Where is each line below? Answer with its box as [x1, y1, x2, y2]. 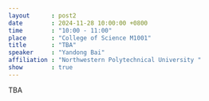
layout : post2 [8, 11, 77, 20]
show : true [8, 64, 73, 72]
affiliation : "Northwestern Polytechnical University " [8, 56, 202, 64]
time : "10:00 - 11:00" [8, 26, 112, 34]
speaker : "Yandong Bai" [8, 49, 105, 56]
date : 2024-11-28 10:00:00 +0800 [8, 19, 148, 27]
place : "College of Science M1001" [8, 33, 152, 42]
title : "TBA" [8, 41, 77, 49]
